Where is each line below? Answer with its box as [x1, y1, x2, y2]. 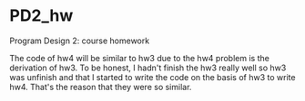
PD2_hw [9, 5, 74, 26]
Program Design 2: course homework [9, 35, 150, 46]
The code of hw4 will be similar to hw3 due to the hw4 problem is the [9, 52, 270, 63]
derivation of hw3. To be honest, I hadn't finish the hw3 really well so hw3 [9, 62, 287, 73]
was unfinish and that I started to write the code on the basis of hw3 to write [9, 71, 296, 82]
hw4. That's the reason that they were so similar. [9, 81, 192, 92]
